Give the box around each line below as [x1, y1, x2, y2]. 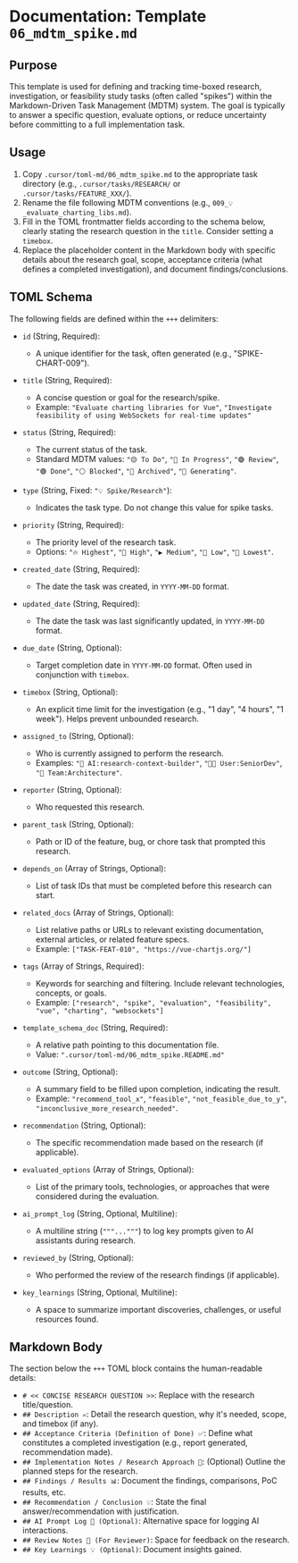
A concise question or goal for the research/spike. [35, 391, 220, 403]
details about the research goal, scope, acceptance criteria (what [21, 254, 263, 265]
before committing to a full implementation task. [9, 119, 186, 130]
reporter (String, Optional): [21, 784, 122, 794]
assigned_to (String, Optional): [21, 730, 135, 741]
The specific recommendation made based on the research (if [35, 1137, 264, 1147]
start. [35, 889, 55, 900]
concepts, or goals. [35, 987, 107, 998]
